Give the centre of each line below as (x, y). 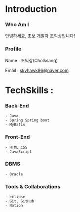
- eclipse (15, 197)
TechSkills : (29, 90)
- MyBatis (15, 125)
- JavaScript (19, 152)
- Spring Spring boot (27, 120)
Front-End (18, 137)
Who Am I (17, 25)
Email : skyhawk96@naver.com (37, 70)
